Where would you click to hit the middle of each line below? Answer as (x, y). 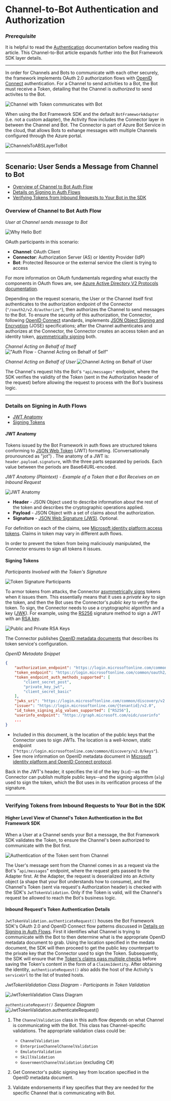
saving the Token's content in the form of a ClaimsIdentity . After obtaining (84, 964)
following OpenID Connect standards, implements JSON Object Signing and (85, 320)
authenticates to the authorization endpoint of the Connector (69, 304)
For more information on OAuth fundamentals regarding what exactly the (81, 278)
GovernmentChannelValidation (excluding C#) (67, 1062)
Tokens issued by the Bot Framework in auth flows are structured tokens (81, 445)
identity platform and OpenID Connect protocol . (63, 761)
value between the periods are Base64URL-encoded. (61, 467)
